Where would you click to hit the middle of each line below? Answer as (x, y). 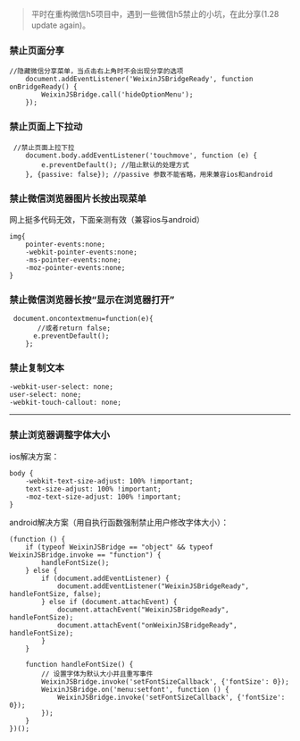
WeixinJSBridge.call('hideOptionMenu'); (117, 95)
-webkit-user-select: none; (62, 387)
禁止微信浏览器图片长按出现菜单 (78, 198)
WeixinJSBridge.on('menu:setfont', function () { (135, 689)
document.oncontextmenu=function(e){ (83, 319)
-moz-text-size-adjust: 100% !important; (103, 497)
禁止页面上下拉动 (46, 127)
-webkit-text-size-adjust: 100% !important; (109, 481)
